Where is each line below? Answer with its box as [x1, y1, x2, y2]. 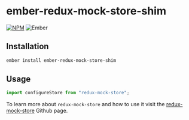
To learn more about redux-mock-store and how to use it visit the [6, 101, 165, 108]
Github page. [35, 107, 68, 115]
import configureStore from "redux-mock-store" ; [6, 90, 130, 96]
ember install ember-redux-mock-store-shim [6, 57, 117, 64]
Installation [6, 41, 49, 52]
